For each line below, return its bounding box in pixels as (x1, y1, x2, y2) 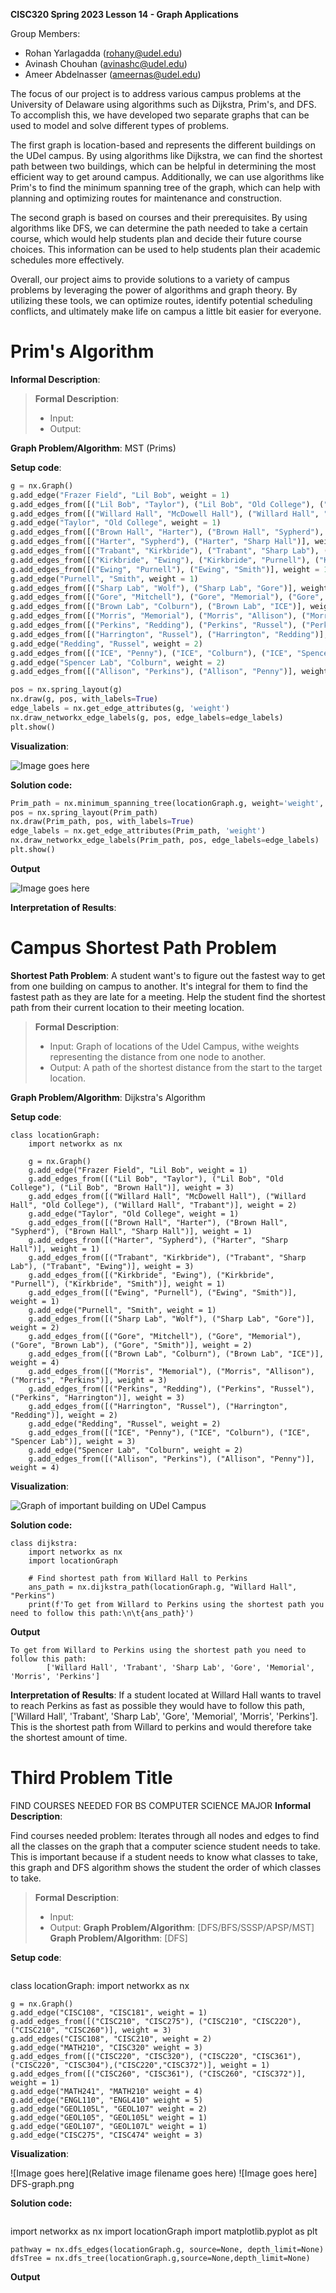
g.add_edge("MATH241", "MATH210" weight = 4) (10, 2086, 203, 2096)
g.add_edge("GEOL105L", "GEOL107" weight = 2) (10, 2104, 208, 2114)
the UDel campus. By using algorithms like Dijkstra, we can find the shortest (10, 150, 323, 161)
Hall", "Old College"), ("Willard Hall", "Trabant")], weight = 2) (10, 1200, 298, 1210)
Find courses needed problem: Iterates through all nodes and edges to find (10, 1829, 320, 1841)
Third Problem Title (10, 1767, 173, 1789)
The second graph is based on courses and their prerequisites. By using (10, 212, 308, 223)
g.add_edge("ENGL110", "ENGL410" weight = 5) (10, 2095, 203, 2105)
